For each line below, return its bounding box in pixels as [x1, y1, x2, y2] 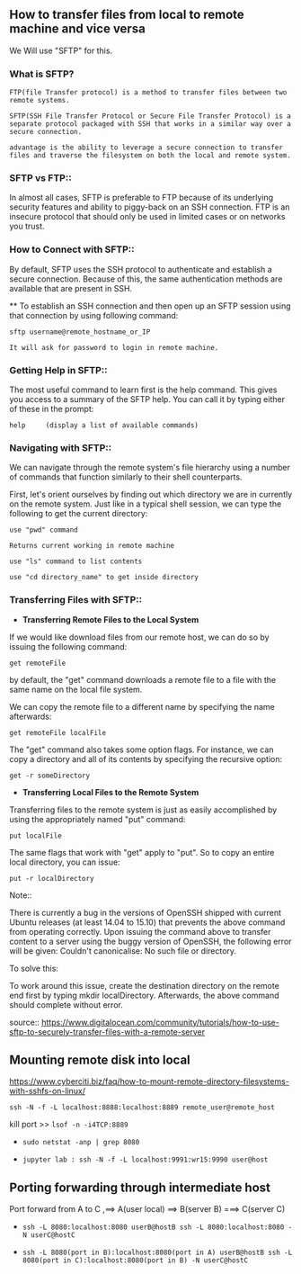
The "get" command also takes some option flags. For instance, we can [9, 744, 274, 755]
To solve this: [9, 963, 58, 973]
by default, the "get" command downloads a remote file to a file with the [9, 674, 277, 685]
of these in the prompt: [9, 404, 94, 414]
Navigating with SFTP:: [9, 441, 112, 453]
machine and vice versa [9, 22, 146, 37]
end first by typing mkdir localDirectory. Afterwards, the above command [9, 990, 279, 1000]
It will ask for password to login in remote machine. [9, 343, 219, 352]
